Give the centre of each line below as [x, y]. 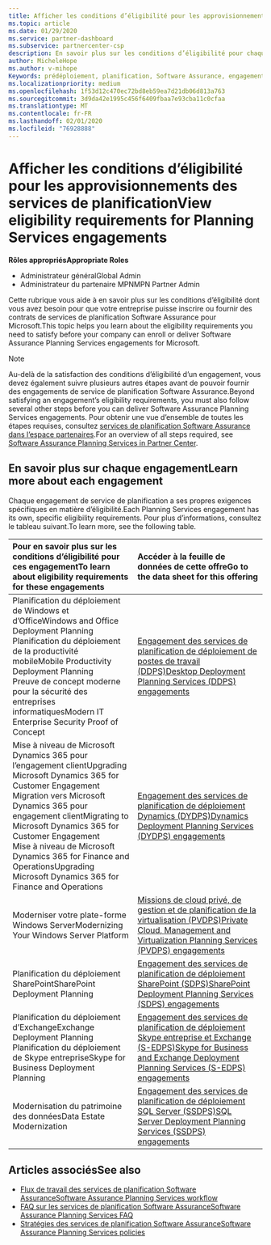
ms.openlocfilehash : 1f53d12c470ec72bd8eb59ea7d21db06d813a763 [117, 91]
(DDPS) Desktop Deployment [192, 671]
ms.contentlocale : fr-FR [50, 114]
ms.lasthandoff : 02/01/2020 [56, 121]
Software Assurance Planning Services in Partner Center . [103, 443]
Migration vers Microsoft [59, 795]
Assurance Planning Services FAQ [77, 1215]
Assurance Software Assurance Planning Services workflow [119, 1198]
